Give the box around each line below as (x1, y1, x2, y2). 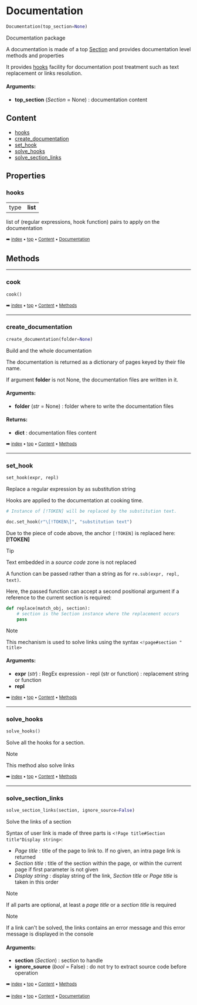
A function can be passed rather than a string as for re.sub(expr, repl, (6, 570, 180, 577)
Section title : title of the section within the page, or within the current (14, 860, 182, 867)
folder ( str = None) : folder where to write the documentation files (14, 402, 174, 410)
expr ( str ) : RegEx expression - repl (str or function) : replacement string (14, 670, 189, 677)
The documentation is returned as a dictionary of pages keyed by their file (6, 358, 185, 366)
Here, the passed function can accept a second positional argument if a (6, 588, 179, 595)
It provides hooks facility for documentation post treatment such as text (6, 63, 179, 70)
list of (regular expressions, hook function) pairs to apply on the (6, 218, 160, 225)
